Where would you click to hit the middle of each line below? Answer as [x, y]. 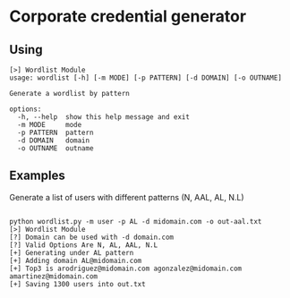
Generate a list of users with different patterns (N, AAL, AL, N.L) [127, 197]
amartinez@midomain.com [54, 276]
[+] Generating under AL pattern [72, 252]
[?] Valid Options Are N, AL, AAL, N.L [84, 245]
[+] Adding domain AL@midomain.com [76, 260]
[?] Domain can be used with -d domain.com [92, 237]
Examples [37, 176]
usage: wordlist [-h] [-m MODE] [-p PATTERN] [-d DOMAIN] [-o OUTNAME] [145, 78]
